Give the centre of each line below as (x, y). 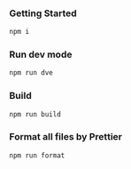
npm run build (35, 114)
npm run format (37, 155)
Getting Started (43, 13)
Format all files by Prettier (65, 137)
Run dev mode (41, 54)
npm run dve (31, 73)
